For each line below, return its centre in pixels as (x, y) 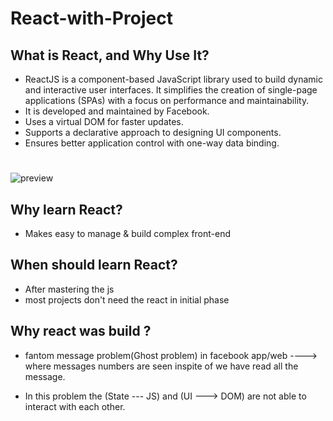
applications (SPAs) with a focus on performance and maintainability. (167, 100)
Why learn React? (66, 209)
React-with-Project (91, 18)
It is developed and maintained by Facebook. (117, 111)
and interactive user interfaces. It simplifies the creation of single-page (171, 90)
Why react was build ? (81, 331)
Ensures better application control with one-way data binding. (152, 143)
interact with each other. (75, 406)
